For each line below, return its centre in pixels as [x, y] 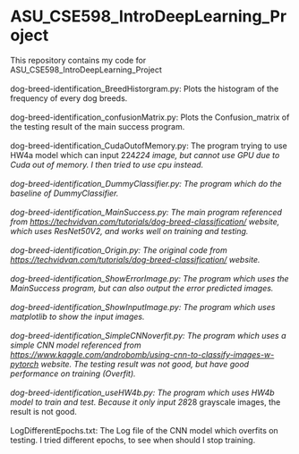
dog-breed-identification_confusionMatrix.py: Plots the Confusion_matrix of [150, 117]
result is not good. [43, 411]
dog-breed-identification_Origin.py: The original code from [119, 250]
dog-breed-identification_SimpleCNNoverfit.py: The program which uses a [148, 335]
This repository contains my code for [78, 60]
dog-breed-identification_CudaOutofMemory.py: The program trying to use [149, 146]
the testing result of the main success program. [98, 126]
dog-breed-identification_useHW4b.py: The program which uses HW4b [143, 392]
